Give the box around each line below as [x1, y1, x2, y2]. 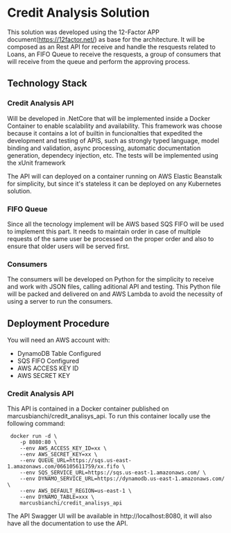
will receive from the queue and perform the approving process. [7, 57, 191, 65]
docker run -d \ [10, 433, 58, 440]
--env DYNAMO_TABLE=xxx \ [19, 493, 95, 501]
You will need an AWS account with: [7, 336, 110, 345]
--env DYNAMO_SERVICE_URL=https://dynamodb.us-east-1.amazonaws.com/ [19, 475, 225, 482]
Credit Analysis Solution [7, 5, 151, 21]
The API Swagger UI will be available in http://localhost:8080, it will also [7, 512, 212, 520]
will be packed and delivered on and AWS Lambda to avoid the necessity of [7, 290, 223, 298]
